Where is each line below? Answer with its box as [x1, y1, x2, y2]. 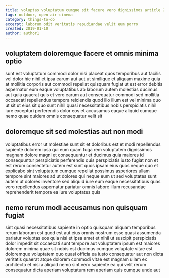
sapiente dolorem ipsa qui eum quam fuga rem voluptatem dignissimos [5, 146, 152, 152]
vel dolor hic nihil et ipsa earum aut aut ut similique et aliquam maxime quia [5, 76, 161, 82]
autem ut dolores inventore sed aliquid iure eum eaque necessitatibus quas [5, 178, 161, 184]
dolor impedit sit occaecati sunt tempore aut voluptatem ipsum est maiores [5, 240, 160, 246]
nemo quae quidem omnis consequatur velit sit [5, 113, 103, 119]
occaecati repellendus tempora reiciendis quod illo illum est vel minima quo [5, 97, 161, 103]
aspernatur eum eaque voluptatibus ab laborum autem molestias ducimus [5, 86, 158, 92]
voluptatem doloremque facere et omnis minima [5, 49, 159, 58]
